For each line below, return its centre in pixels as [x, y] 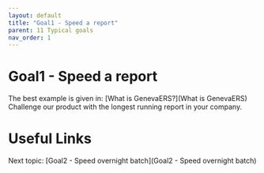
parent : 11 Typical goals [51, 30]
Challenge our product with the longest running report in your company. [125, 107]
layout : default [35, 15]
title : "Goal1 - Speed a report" [63, 23]
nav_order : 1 [30, 38]
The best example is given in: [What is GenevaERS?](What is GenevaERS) [128, 99]
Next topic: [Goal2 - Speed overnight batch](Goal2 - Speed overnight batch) [132, 161]
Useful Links [50, 139]
